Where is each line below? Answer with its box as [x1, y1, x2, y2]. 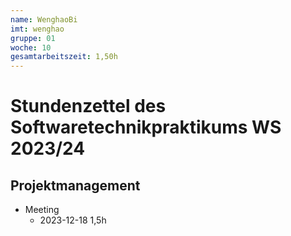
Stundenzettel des [10, 95, 167, 118]
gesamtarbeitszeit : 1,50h [10, 52, 118, 62]
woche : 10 [10, 42, 52, 53]
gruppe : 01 [10, 33, 56, 43]
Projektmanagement [10, 177, 141, 194]
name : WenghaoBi [10, 14, 78, 25]
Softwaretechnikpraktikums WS [10, 116, 282, 139]
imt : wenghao [10, 24, 65, 34]
